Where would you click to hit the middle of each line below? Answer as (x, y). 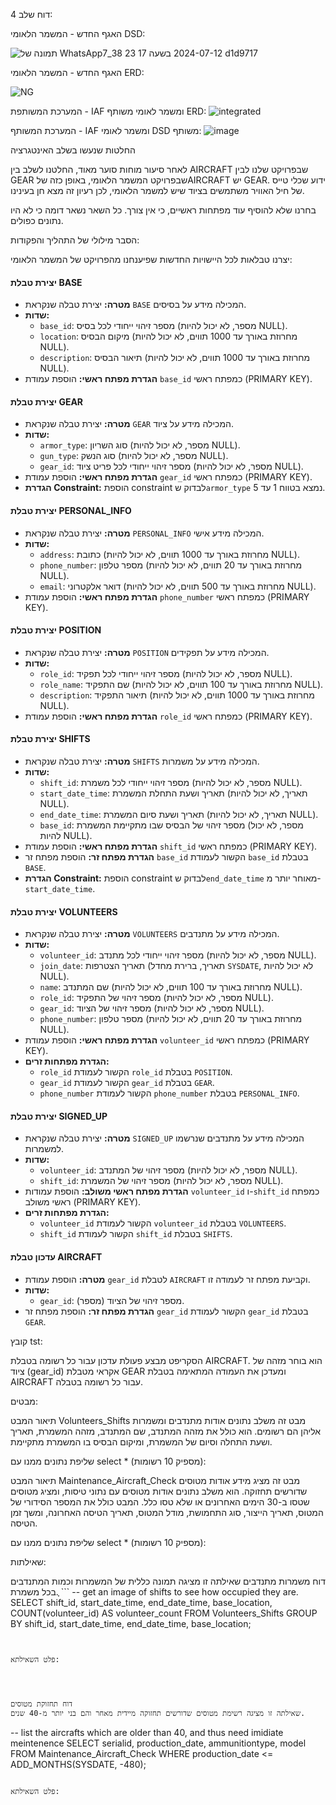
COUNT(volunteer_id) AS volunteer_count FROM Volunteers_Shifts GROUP (164, 1613)
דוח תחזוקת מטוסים (41, 1704)
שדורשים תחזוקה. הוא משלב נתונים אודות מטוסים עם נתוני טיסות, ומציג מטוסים (159, 1491)
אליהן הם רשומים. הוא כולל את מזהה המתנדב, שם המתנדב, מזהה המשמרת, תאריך (166, 1431)
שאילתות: (28, 1561)
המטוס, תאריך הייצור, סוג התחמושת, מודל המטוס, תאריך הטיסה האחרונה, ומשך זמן (167, 1512)
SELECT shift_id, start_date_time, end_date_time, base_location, (141, 1602)
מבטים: (24, 1401)
